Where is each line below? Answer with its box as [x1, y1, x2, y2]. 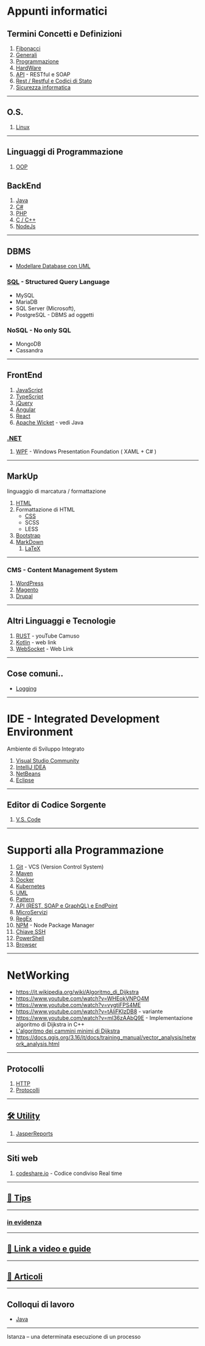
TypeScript [15, 393, 44, 400]
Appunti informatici [7, 4, 108, 18]
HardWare [15, 64, 41, 71]
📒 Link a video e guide [7, 1244, 91, 1254]
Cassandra [15, 346, 43, 354]
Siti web [7, 1153, 38, 1164]
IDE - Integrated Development [7, 711, 160, 726]
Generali [15, 51, 37, 59]
